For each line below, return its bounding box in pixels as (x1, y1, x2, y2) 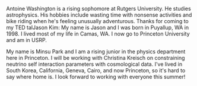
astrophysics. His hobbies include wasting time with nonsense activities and (6, 11, 192, 18)
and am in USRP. (6, 37, 47, 43)
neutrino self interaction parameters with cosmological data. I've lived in (6, 60, 183, 68)
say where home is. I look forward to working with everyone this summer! (6, 74, 186, 80)
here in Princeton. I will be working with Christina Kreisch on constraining (6, 55, 185, 61)
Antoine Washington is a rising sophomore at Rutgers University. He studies (6, 5, 191, 12)
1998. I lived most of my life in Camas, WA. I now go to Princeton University (6, 30, 190, 37)
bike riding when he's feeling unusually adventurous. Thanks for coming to (6, 18, 189, 24)
